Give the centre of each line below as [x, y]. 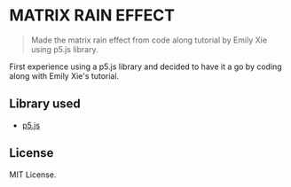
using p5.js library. [65, 49]
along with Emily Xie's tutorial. [64, 75]
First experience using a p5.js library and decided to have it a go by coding [145, 66]
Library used [45, 104]
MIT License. [33, 175]
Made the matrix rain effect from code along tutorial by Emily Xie [149, 40]
